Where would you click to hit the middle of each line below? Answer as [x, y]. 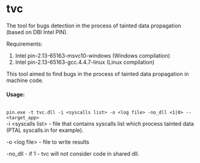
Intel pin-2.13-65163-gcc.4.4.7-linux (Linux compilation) [85, 62]
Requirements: [24, 44]
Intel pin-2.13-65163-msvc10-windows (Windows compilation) [92, 55]
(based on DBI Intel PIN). [37, 32]
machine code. [25, 80]
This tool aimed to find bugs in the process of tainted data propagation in [98, 74]
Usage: [16, 94]
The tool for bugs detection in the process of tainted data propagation [94, 26]
